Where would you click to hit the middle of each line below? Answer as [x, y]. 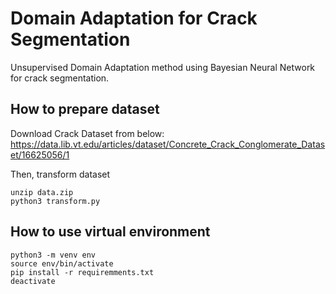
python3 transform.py [55, 201]
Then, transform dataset [60, 174]
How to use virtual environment [110, 232]
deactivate [33, 281]
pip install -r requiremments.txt [82, 272]
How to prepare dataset [85, 109]
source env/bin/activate [62, 263]
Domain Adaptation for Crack [134, 18]
